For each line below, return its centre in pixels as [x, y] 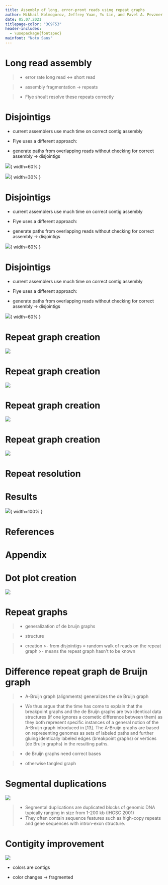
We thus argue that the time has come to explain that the [83, 706]
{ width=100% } [26, 511]
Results [21, 497]
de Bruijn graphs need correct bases [63, 754]
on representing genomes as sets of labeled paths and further [89, 733]
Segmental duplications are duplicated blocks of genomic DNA [90, 807]
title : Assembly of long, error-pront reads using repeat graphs [75, 10]
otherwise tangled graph [51, 763]
